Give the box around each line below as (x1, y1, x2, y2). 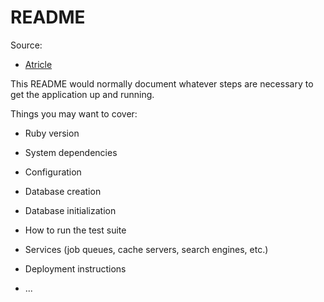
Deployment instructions (24, 262, 127, 275)
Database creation (24, 185, 102, 197)
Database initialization (24, 204, 117, 216)
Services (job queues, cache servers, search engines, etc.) (24, 243, 269, 255)
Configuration (24, 166, 82, 178)
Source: (10, 39, 43, 51)
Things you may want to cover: (10, 107, 138, 120)
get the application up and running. (10, 88, 155, 100)
